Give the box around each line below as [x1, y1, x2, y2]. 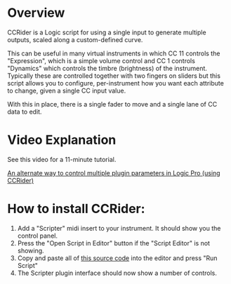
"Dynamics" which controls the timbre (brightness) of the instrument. [7, 64, 207, 72]
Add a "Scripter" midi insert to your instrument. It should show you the [17, 224, 221, 232]
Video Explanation [7, 132, 117, 148]
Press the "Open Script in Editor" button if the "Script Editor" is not [17, 238, 211, 247]
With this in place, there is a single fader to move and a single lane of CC [7, 100, 218, 108]
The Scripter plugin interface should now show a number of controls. [17, 269, 218, 277]
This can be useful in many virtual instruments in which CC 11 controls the [7, 49, 220, 58]
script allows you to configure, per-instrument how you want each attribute [7, 79, 225, 87]
